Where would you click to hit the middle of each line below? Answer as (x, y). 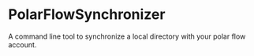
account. (22, 44)
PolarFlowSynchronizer (87, 15)
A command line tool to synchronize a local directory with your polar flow (127, 36)
